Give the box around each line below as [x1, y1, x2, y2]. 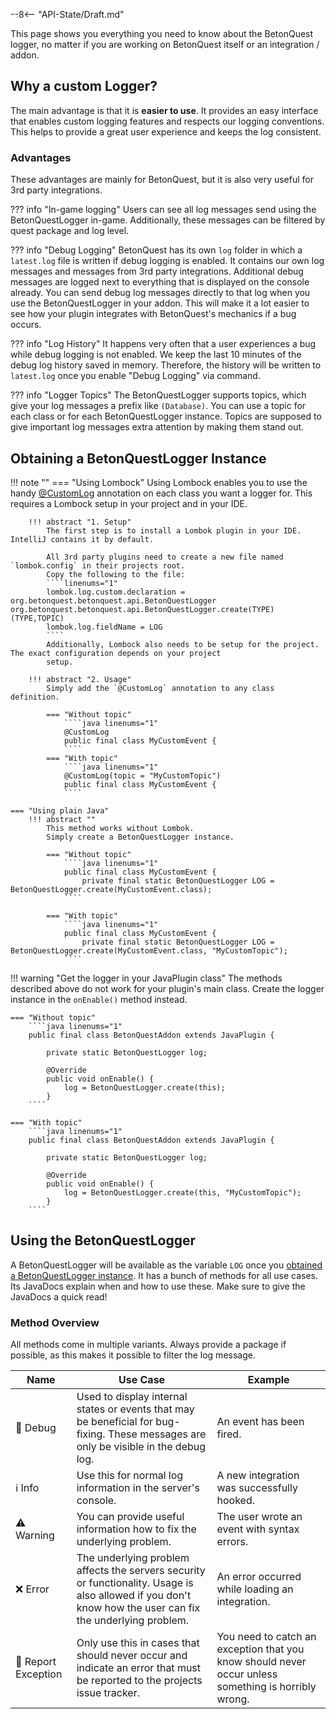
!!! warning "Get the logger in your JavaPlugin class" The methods [10, 972, 283, 984]
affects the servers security [76, 1564, 206, 1578]
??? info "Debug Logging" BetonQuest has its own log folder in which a [10, 244, 303, 256]
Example [247, 1373, 290, 1387]
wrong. [216, 1692, 250, 1706]
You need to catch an [216, 1630, 317, 1644]
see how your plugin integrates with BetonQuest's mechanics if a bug [10, 308, 297, 320]
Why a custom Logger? [10, 78, 158, 95]
